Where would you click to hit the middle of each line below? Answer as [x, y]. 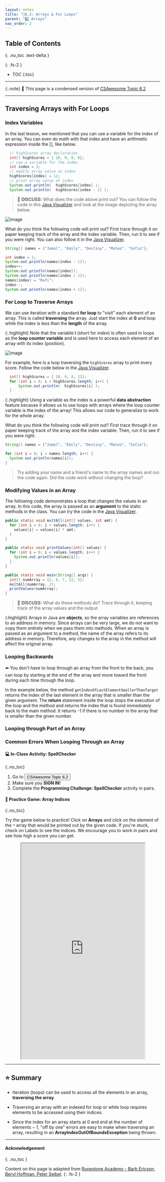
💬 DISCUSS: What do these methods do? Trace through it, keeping [84, 603]
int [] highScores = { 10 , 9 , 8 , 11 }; [48, 377]
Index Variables [24, 123]
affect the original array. [29, 644]
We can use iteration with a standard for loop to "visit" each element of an [80, 313]
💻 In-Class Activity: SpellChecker [41, 754]
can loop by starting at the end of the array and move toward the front [76, 675]
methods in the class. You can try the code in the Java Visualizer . [71, 512]
